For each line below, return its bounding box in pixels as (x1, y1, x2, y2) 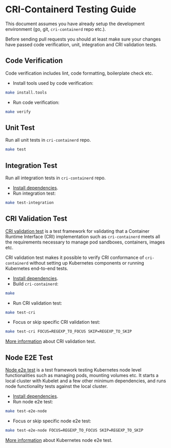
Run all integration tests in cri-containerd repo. (5, 175, 106, 181)
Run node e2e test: (12, 399, 53, 405)
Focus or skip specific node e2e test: (12, 418, 91, 424)
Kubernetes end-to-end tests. (5, 265, 68, 271)
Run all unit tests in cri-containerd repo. (5, 137, 91, 143)
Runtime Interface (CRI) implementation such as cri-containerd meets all (5, 233, 160, 239)
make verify (5, 109, 31, 114)
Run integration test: (12, 190, 56, 196)
